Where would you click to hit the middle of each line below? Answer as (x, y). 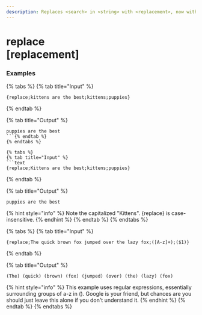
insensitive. (20, 220)
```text (16, 163)
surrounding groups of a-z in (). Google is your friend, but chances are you (99, 294)
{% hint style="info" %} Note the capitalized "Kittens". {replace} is (88, 213)
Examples (21, 73)
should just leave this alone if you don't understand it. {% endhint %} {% (96, 300)
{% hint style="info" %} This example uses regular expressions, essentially (99, 287)
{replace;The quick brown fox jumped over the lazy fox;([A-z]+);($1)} (98, 242)
